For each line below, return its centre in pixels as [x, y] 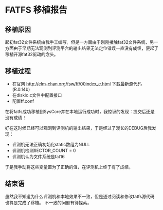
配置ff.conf [23, 101]
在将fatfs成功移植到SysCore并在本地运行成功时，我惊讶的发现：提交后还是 [80, 111]
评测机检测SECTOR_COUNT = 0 [44, 150]
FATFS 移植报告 [36, 10]
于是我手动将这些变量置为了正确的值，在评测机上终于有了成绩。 [69, 167]
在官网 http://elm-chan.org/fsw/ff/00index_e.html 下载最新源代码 [77, 84]
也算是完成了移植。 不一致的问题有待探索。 [48, 202]
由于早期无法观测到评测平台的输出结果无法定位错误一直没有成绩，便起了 [86, 48]
